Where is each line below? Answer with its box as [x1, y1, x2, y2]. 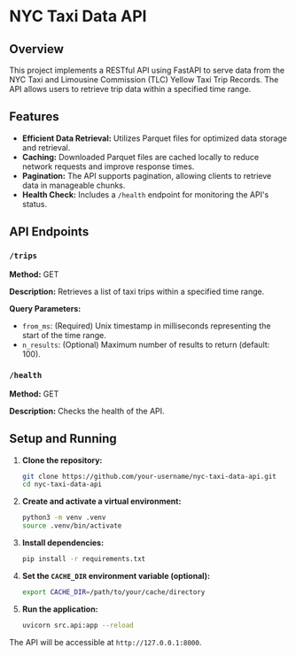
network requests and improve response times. [21, 161, 195, 172]
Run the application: [21, 604, 99, 614]
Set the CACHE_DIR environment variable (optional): [21, 570, 211, 581]
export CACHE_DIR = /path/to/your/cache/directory [21, 587, 206, 597]
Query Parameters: [9, 303, 82, 313]
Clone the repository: [21, 454, 103, 466]
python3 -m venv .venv [21, 513, 106, 522]
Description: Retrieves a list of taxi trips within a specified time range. [9, 286, 265, 297]
